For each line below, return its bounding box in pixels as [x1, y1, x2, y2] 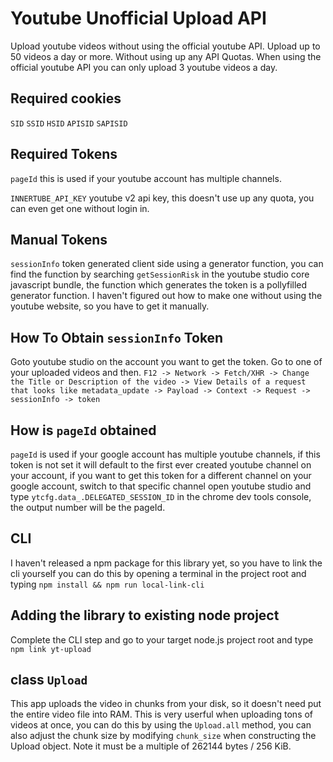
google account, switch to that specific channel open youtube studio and [10, 480, 312, 492]
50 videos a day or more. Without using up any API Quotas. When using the [10, 50, 322, 62]
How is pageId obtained [10, 422, 157, 439]
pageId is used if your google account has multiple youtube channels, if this [10, 448, 321, 460]
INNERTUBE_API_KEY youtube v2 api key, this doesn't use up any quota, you [10, 192, 315, 204]
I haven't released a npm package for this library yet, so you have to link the [10, 557, 323, 569]
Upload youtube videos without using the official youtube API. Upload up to [10, 40, 321, 52]
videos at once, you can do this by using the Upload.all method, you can [10, 719, 312, 731]
